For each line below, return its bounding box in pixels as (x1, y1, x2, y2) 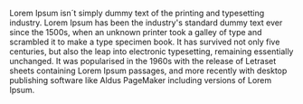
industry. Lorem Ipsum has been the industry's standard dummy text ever (9, 17, 283, 28)
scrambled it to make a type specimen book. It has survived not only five (9, 36, 280, 47)
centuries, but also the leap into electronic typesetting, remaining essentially (9, 46, 294, 57)
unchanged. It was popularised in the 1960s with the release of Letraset (9, 56, 277, 66)
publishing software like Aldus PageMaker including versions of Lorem (9, 75, 272, 85)
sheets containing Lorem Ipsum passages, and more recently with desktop (9, 65, 288, 76)
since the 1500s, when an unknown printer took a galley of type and (9, 27, 262, 37)
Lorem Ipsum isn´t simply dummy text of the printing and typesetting (9, 8, 265, 18)
